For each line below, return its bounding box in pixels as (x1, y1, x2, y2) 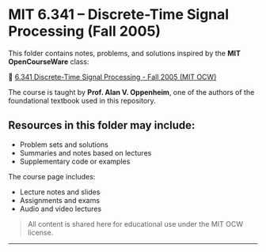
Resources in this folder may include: (8, 118, 196, 132)
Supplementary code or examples (19, 156, 131, 166)
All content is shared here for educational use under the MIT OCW (27, 219, 244, 228)
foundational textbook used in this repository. (8, 96, 156, 105)
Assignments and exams (19, 195, 101, 205)
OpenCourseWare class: (8, 57, 89, 66)
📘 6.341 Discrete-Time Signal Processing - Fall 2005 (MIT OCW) (8, 72, 217, 81)
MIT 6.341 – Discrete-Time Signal (8, 6, 230, 24)
